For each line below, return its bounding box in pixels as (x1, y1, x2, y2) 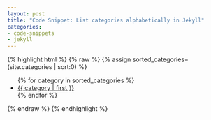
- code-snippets (7, 29, 54, 37)
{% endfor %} (17, 91, 58, 100)
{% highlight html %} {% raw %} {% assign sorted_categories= (7, 55, 189, 63)
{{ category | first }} (17, 84, 75, 92)
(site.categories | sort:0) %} (7, 63, 87, 71)
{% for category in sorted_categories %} (17, 76, 135, 84)
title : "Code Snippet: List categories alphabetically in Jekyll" (7, 17, 205, 24)
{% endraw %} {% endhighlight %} (7, 105, 108, 113)
